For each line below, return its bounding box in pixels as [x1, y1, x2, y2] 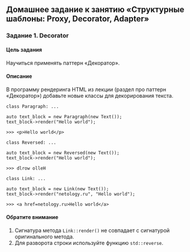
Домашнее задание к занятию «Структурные [6, 5, 185, 15]
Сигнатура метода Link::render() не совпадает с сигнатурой [14, 227, 170, 234]
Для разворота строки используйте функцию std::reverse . [14, 239, 164, 246]
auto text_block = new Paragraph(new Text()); [6, 114, 122, 120]
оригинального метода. [14, 233, 75, 240]
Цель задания [6, 46, 42, 53]
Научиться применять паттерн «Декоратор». [6, 59, 120, 67]
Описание [6, 73, 32, 80]
